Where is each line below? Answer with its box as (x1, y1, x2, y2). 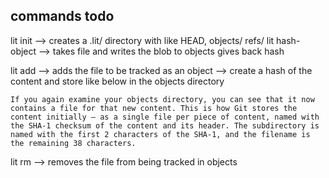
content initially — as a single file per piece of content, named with (10, 112, 320, 122)
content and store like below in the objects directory (10, 75, 225, 87)
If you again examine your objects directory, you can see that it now (10, 94, 315, 104)
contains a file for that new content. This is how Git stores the (10, 103, 298, 113)
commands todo (10, 8, 115, 25)
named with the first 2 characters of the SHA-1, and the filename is (10, 129, 311, 139)
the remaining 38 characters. (10, 138, 137, 148)
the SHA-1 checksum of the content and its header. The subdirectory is (10, 120, 320, 131)
